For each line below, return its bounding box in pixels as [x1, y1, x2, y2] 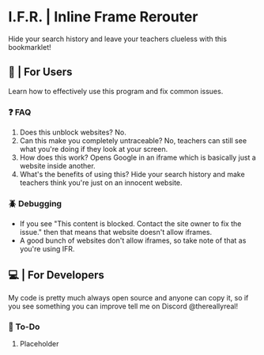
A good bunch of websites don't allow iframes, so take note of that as [19, 236, 247, 245]
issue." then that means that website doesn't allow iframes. [19, 228, 212, 237]
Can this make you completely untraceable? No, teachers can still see [19, 136, 247, 145]
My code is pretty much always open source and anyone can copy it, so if [8, 293, 249, 303]
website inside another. [19, 161, 96, 171]
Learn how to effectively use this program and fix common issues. [8, 86, 224, 96]
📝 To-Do [8, 321, 40, 332]
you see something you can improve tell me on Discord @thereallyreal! [8, 301, 239, 312]
